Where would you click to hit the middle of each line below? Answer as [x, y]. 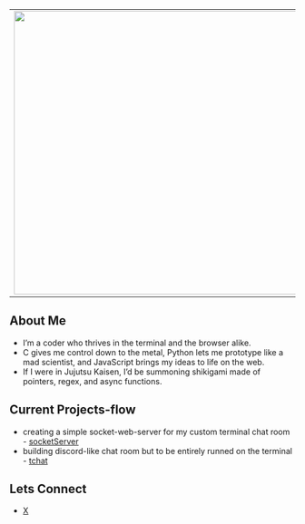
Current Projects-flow [73, 410]
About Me [38, 321]
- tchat [35, 461]
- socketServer [50, 441]
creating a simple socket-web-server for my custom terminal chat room [156, 432]
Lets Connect [48, 489]
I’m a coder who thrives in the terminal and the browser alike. [137, 343]
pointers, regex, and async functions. [92, 381]
